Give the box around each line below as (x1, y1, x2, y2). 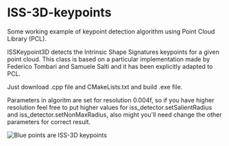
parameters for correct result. (7, 117, 91, 126)
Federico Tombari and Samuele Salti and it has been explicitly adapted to (7, 62, 213, 70)
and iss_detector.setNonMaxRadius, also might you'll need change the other (7, 111, 222, 119)
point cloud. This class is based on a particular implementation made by (7, 55, 210, 63)
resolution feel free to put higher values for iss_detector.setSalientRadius (7, 103, 213, 111)
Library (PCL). (7, 34, 47, 42)
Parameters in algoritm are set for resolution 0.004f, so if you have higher (7, 96, 215, 104)
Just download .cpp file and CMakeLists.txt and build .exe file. (7, 83, 183, 91)
